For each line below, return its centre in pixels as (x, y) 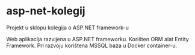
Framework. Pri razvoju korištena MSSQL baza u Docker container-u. (92, 45)
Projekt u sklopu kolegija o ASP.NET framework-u (68, 27)
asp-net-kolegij (46, 11)
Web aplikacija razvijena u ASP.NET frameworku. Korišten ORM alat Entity (98, 39)
